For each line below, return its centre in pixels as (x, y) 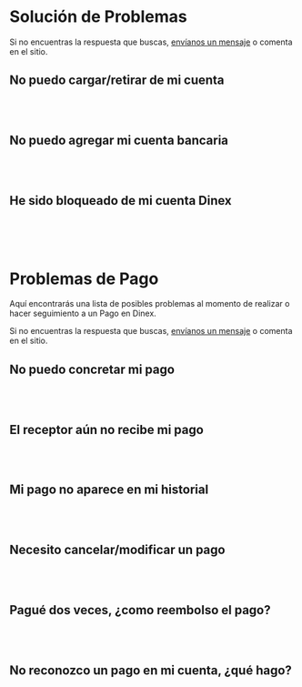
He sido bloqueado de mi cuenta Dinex (121, 201)
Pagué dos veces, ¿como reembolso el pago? (140, 610)
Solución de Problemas (99, 17)
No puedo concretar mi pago (92, 369)
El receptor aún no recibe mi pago (107, 429)
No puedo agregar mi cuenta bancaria (119, 141)
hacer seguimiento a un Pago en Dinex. (83, 313)
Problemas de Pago (84, 278)
